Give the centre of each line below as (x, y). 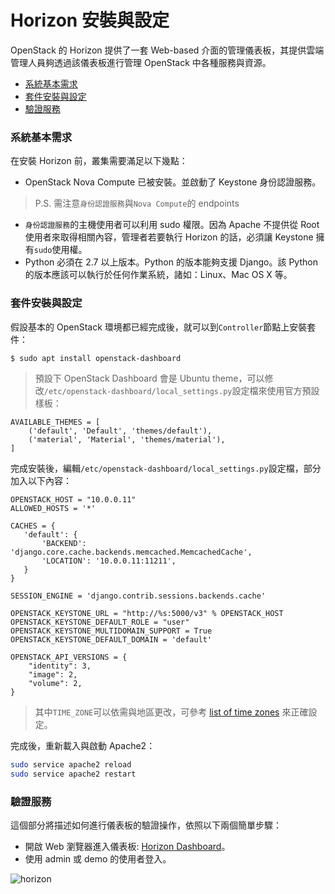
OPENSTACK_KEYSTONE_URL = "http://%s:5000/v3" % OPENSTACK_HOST (147, 614)
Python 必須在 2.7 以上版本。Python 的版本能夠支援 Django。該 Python (171, 262)
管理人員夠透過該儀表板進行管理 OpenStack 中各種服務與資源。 (141, 62)
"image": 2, (53, 675)
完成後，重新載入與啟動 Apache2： (83, 746)
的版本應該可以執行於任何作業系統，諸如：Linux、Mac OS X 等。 (158, 275)
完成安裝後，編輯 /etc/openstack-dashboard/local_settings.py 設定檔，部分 (166, 468)
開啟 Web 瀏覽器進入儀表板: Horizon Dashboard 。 (127, 847)
